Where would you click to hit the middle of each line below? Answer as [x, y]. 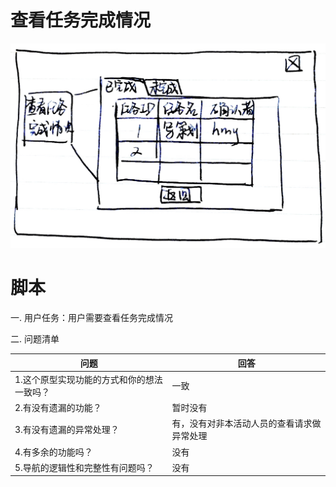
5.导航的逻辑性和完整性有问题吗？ [84, 467]
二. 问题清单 [35, 339]
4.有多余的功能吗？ [53, 452]
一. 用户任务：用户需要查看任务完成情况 [91, 318]
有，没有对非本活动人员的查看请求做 [246, 423]
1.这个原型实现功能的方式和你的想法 [88, 379]
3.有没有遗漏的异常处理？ [67, 430]
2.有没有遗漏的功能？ [58, 408]
